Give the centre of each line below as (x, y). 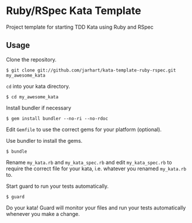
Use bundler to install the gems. (44, 140)
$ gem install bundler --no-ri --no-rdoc (57, 118)
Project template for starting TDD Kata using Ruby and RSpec (80, 27)
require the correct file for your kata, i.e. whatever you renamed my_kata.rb (96, 169)
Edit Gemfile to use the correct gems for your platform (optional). (84, 129)
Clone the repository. (31, 59)
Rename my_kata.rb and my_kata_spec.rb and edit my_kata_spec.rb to (89, 162)
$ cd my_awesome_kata (32, 97)
